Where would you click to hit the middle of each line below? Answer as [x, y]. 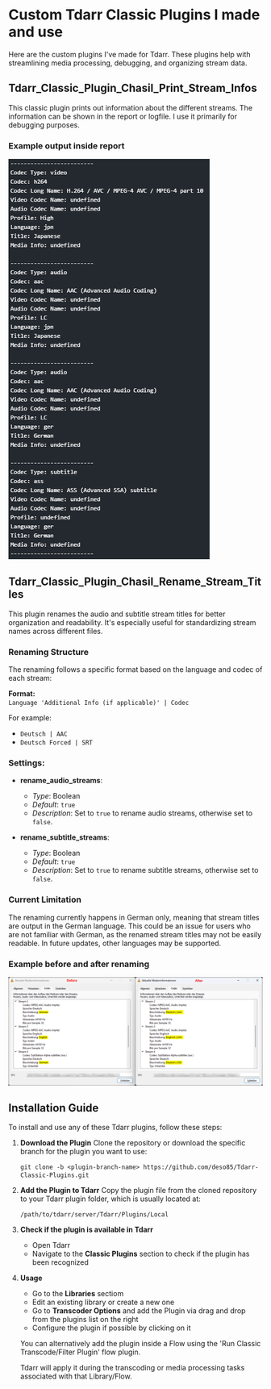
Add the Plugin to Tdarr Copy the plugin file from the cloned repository [138, 1191]
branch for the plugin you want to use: [83, 1152]
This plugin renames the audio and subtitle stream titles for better [117, 614]
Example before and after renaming [79, 964]
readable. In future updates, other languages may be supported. [115, 943]
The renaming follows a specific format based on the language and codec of [135, 669]
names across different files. [56, 631]
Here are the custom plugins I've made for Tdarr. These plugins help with [130, 54]
